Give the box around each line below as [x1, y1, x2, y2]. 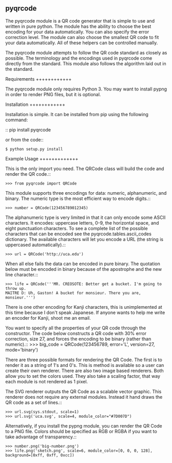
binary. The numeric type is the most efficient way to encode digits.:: [5, 195, 151, 201]
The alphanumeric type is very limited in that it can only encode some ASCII [5, 214, 166, 220]
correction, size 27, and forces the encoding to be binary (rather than [5, 336, 151, 342]
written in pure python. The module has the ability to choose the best [5, 23, 151, 29]
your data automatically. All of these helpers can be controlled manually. [5, 40, 158, 46]
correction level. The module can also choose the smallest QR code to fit [5, 34, 159, 40]
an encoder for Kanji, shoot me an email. [5, 314, 91, 321]
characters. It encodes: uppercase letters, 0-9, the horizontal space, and [5, 219, 159, 226]
